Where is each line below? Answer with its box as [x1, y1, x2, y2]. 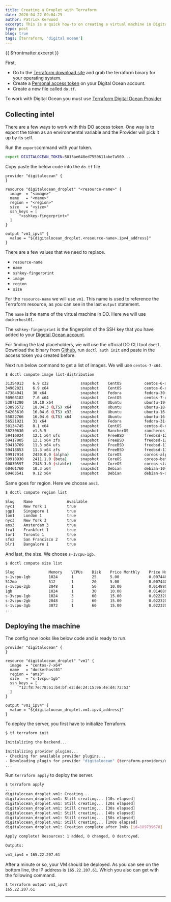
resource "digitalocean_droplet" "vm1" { [5, 658, 95, 664]
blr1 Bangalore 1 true [5, 542, 76, 547]
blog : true [5, 31, 28, 36]
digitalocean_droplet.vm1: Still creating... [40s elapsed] [5, 810, 136, 816]
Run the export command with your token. [5, 144, 93, 151]
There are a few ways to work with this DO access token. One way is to [5, 124, 155, 130]
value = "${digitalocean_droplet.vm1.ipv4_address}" [10, 707, 124, 712]
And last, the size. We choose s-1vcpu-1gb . [5, 551, 95, 557]
